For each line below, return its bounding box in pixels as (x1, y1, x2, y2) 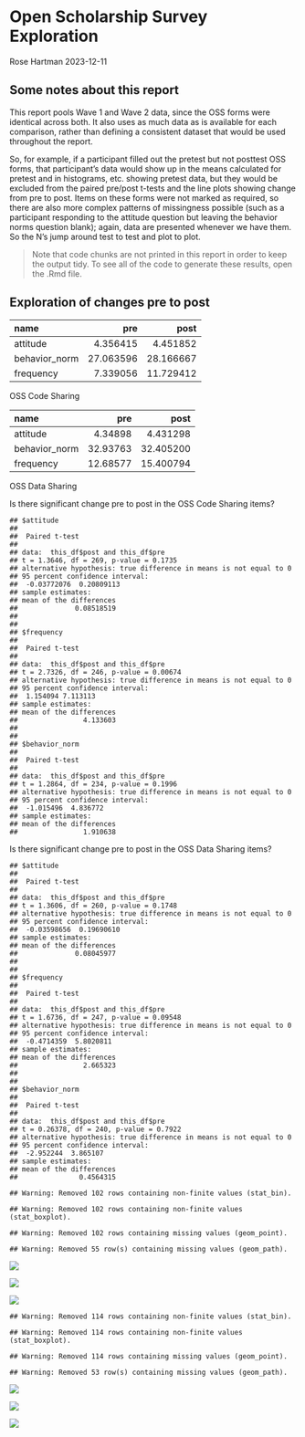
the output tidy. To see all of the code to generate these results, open (31, 258, 293, 269)
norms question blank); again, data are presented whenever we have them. (9, 221, 292, 232)
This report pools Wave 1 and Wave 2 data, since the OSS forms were (9, 107, 271, 118)
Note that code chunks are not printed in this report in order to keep (31, 248, 288, 259)
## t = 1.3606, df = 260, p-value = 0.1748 (9, 901, 178, 910)
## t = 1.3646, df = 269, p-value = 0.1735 (9, 555, 178, 565)
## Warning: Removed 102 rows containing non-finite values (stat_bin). (9, 1189, 292, 1198)
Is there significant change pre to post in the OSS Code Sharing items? (9, 498, 276, 509)
